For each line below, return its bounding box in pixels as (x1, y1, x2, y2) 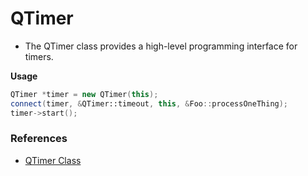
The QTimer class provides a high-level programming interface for (24, 40, 298, 52)
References (10, 132, 68, 146)
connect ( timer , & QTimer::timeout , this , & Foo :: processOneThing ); (10, 98, 289, 109)
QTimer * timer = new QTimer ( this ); (10, 89, 159, 99)
